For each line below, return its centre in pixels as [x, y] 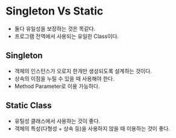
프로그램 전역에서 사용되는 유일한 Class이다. [67, 36]
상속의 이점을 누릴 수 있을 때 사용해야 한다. [64, 78]
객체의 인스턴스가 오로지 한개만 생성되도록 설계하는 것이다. [83, 71]
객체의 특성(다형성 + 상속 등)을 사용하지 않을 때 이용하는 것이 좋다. [92, 128]
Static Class [29, 106]
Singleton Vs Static [54, 11]
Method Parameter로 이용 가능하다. [57, 86]
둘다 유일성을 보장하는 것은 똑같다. [55, 28]
